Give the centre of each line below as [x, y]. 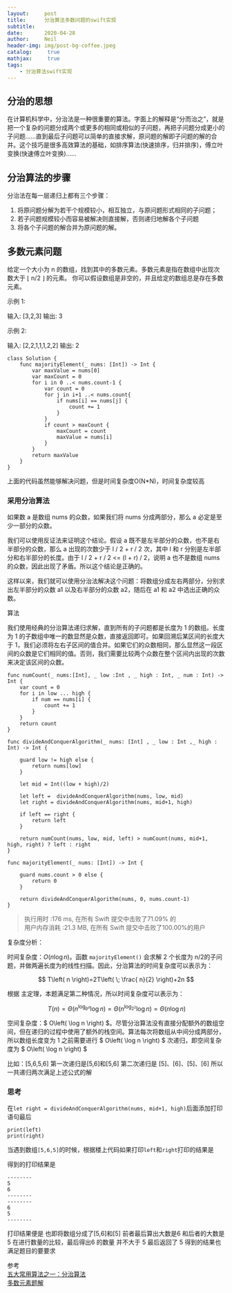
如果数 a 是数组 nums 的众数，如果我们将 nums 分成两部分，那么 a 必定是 [112, 517]
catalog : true [33, 53]
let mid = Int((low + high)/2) [65, 784]
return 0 [45, 881]
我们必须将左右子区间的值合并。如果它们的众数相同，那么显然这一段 [120, 645]
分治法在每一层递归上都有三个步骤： [59, 196]
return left [49, 821]
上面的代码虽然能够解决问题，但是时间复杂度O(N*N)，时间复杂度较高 [106, 481]
